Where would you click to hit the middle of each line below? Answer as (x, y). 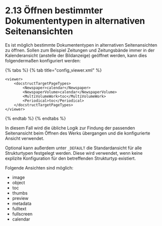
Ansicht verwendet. (25, 138)
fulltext (19, 208)
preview (20, 198)
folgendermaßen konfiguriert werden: (43, 60)
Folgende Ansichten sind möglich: (39, 168)
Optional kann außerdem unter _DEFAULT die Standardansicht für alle (73, 148)
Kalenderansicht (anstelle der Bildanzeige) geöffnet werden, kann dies (76, 55)
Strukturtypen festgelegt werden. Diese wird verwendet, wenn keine (74, 153)
